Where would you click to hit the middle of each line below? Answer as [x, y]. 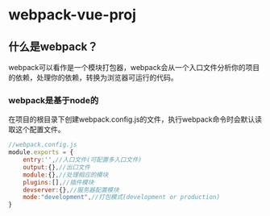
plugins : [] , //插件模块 [58, 182]
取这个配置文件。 [37, 130]
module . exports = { [41, 152]
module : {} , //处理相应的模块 [66, 175]
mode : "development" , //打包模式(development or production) [121, 197]
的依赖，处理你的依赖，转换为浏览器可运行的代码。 [93, 77]
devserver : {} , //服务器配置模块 [71, 190]
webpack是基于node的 [54, 100]
